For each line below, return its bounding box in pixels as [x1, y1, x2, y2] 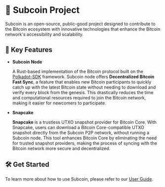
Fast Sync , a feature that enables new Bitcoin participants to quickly [12, 79, 152, 85]
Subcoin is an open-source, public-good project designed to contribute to [5, 21, 156, 27]
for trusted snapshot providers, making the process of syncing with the [12, 140, 157, 146]
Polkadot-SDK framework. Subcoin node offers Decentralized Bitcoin [12, 74, 155, 80]
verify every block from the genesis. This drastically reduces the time [12, 89, 154, 95]
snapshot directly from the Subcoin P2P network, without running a [12, 130, 150, 136]
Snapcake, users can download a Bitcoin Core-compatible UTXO [12, 124, 144, 130]
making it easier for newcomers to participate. [12, 100, 106, 106]
